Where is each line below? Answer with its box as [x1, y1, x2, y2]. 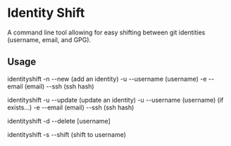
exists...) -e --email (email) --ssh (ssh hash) [7, 103, 135, 112]
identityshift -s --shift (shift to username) [7, 130, 127, 138]
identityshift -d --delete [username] [7, 117, 111, 125]
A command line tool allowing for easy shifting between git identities [7, 28, 206, 36]
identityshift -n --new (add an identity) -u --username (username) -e [7, 74, 207, 83]
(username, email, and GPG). [7, 35, 92, 44]
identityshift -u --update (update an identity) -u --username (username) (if [7, 95, 224, 104]
